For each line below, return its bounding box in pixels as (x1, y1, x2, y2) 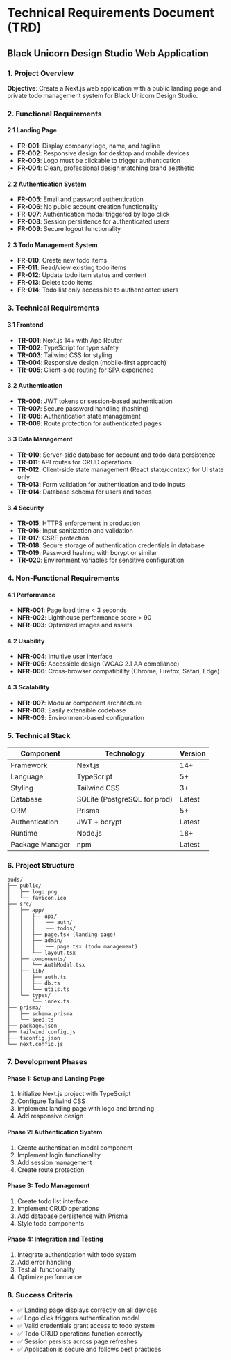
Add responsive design (17, 1112, 84, 1120)
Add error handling (17, 1258, 71, 1266)
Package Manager (10, 839, 71, 849)
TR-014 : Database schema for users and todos (17, 487, 152, 496)
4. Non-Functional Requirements (7, 573, 120, 583)
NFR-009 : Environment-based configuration (17, 713, 144, 721)
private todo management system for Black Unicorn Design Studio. (7, 91, 198, 100)
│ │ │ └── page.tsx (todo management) (7, 944, 138, 951)
